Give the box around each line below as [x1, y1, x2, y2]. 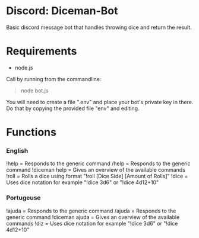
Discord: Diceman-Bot [6, 4, 118, 18]
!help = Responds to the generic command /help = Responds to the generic [6, 160, 191, 167]
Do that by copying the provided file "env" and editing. [6, 105, 140, 112]
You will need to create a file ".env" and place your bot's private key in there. [6, 98, 194, 105]
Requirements [6, 44, 77, 58]
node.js [14, 64, 34, 71]
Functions [6, 126, 56, 139]
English [6, 146, 29, 155]
